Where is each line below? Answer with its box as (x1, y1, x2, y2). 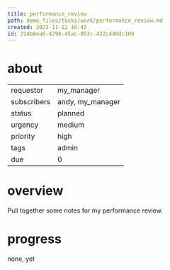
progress (7, 231, 62, 247)
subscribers (11, 97, 51, 107)
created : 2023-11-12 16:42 (7, 23, 87, 30)
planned (57, 108, 85, 118)
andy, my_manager (57, 97, 120, 107)
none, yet (7, 254, 35, 263)
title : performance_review (7, 10, 87, 18)
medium (57, 120, 85, 130)
